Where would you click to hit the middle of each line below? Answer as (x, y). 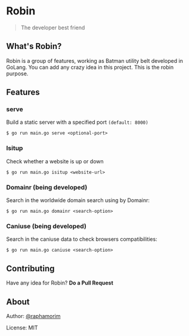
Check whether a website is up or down (55, 161)
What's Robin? (34, 46)
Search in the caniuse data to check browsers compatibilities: (82, 239)
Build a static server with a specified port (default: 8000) (77, 122)
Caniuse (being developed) (46, 226)
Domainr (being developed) (47, 187)
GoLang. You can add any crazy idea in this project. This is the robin (90, 67)
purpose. (17, 74)
